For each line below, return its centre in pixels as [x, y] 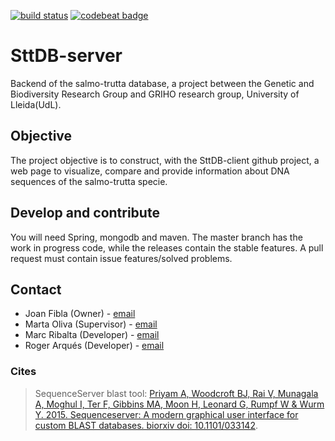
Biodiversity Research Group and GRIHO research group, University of [155, 94]
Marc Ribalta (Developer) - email [92, 335]
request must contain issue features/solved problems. [121, 258]
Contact [36, 289]
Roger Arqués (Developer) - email [94, 346]
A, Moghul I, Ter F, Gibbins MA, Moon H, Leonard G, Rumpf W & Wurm [179, 404]
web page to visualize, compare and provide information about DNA [150, 171]
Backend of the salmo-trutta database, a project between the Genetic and [162, 83]
